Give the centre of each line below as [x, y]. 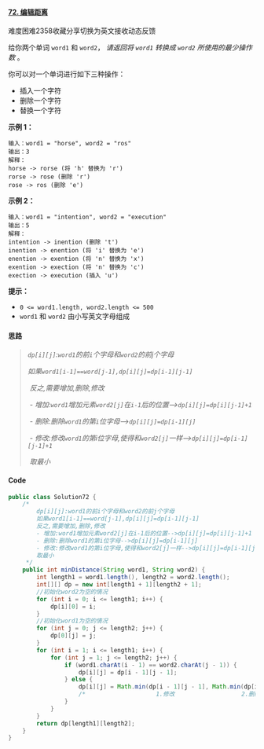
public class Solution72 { [52, 497]
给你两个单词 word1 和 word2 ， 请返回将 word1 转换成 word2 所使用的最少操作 [130, 48]
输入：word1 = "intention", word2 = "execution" [88, 217]
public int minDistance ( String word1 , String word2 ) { [114, 570]
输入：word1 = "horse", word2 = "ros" [70, 144]
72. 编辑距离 [28, 12]
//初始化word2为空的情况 [72, 592]
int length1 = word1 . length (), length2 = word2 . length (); [133, 578]
